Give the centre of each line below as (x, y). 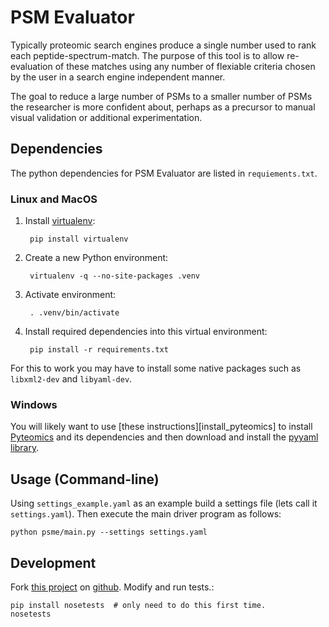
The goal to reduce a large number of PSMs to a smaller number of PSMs (161, 96)
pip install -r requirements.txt (99, 350)
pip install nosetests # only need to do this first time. (138, 605)
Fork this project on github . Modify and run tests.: (112, 587)
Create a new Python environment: (96, 258)
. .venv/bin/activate (74, 313)
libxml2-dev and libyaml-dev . (71, 379)
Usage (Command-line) (85, 479)
